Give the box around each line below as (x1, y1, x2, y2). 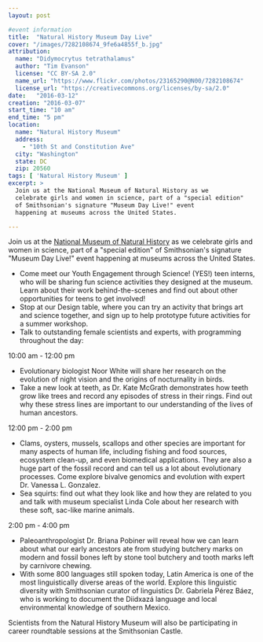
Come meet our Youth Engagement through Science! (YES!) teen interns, (19, 269, 255, 279)
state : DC (15, 157, 47, 165)
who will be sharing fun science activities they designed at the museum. (19, 277, 254, 287)
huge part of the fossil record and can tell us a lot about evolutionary (19, 463, 242, 473)
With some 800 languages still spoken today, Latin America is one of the (19, 570, 254, 579)
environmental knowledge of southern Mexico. (19, 603, 171, 612)
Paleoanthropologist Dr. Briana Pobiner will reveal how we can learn (19, 536, 239, 545)
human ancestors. (19, 408, 79, 418)
